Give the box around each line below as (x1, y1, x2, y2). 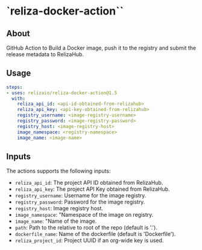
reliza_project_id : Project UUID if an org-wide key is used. (14, 237, 164, 244)
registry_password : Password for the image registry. (14, 198, 145, 206)
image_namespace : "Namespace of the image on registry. (14, 211, 154, 219)
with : (11, 95, 26, 101)
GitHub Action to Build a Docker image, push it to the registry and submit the (6, 44, 197, 51)
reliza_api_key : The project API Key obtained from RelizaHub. (14, 185, 170, 193)
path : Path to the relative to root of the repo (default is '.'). (14, 224, 158, 231)
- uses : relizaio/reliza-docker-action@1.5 (6, 89, 118, 96)
